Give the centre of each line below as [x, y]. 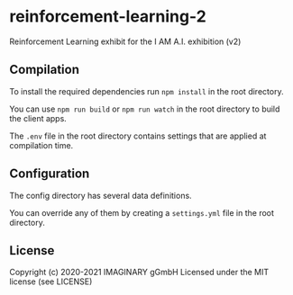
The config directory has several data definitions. [101, 195]
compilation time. [41, 145]
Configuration [50, 174]
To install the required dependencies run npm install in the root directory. [146, 91]
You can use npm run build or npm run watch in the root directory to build [145, 109]
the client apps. [38, 118]
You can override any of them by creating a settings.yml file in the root [142, 212]
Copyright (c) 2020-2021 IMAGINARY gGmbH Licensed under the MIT [139, 273]
